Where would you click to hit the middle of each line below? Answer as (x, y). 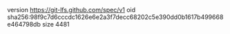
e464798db (24, 24)
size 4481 (56, 24)
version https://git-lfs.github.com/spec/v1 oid (71, 10)
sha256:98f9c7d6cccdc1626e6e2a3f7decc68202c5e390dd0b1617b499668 (115, 17)
